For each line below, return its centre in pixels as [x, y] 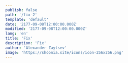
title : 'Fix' [19, 39]
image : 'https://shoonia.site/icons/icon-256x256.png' [65, 52]
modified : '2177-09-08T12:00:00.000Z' [46, 29]
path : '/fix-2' [21, 15]
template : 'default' [27, 19]
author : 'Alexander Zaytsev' [36, 48]
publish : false [21, 10]
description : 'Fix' [26, 43]
